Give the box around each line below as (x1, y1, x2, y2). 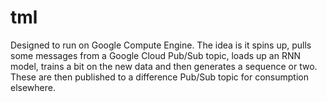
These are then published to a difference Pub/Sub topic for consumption (10, 71, 309, 83)
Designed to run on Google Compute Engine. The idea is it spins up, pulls (10, 39, 312, 51)
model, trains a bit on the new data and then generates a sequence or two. (10, 60, 318, 72)
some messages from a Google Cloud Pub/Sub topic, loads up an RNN (10, 49, 302, 61)
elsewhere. (10, 81, 56, 93)
